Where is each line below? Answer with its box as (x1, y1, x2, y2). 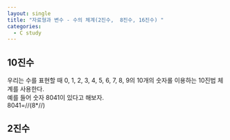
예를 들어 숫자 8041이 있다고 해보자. (7, 94, 105, 102)
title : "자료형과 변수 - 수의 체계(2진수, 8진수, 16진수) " (7, 17, 164, 23)
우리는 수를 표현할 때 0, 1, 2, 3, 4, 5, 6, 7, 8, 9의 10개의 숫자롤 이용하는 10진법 (7, 77, 216, 85)
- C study (13, 29, 42, 37)
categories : (7, 23, 42, 30)
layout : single (7, 10, 51, 17)
